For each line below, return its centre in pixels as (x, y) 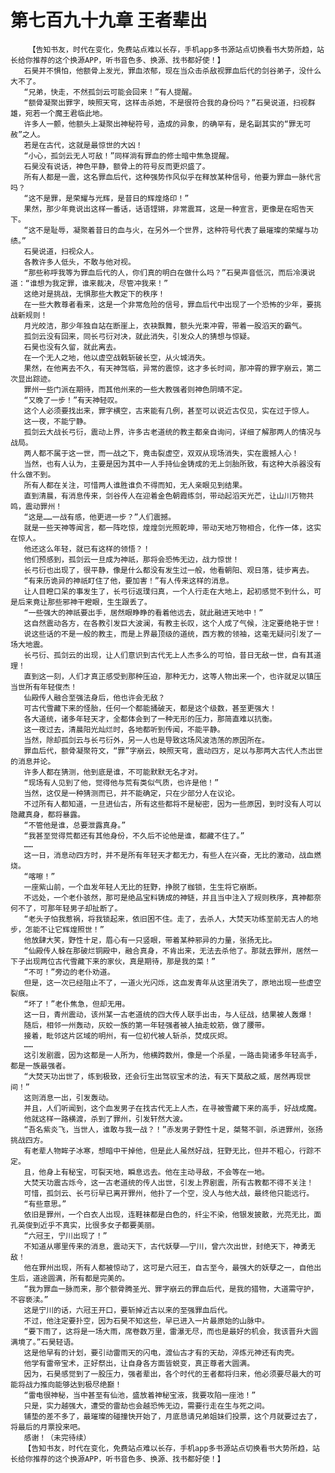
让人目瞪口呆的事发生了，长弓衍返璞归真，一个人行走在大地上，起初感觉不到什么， (169, 591)
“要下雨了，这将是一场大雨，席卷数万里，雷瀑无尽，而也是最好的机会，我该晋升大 (167, 1331)
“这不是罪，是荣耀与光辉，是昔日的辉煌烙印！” (106, 198)
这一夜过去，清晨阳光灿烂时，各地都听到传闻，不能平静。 (124, 729)
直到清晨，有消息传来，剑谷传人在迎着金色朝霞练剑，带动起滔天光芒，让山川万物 (165, 496)
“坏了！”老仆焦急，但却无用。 (76, 1004)
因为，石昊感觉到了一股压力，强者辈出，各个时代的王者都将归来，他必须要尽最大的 (169, 1374)
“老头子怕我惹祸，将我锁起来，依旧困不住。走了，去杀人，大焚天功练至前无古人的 (167, 919)
